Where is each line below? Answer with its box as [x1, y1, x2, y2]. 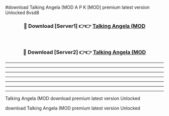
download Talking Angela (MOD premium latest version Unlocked [5, 105, 140, 111]
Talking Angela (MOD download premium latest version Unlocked [5, 95, 140, 101]
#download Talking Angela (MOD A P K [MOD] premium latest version [5, 5, 150, 10]
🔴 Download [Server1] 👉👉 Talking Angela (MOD [23, 22, 146, 29]
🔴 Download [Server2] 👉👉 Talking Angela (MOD [23, 49, 146, 56]
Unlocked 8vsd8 [5, 10, 39, 16]
